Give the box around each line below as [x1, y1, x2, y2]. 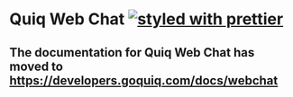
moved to [9, 58, 63, 74]
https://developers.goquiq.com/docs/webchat [9, 73, 279, 88]
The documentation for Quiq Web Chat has [9, 45, 255, 60]
